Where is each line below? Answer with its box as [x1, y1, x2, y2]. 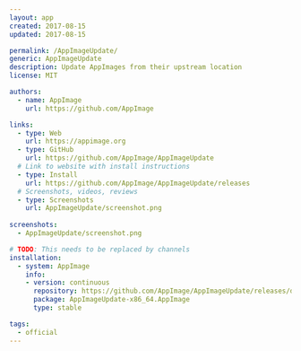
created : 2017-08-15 [9, 22, 87, 31]
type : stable [32, 303, 82, 312]
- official [17, 328, 58, 337]
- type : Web [17, 128, 63, 137]
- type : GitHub [17, 145, 74, 154]
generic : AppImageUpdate [9, 55, 102, 64]
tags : [9, 320, 30, 329]
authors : [9, 87, 42, 96]
